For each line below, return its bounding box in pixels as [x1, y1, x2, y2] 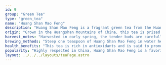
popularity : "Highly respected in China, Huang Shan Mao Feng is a [5, 48, 147, 53]
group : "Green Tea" [5, 12, 45, 17]
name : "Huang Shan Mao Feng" [5, 21, 65, 26]
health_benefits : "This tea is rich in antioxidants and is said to [5, 43, 149, 48]
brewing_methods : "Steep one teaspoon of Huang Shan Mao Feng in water [5, 39, 156, 44]
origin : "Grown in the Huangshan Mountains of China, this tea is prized [5, 30, 161, 35]
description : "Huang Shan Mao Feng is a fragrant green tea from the [5, 25, 152, 30]
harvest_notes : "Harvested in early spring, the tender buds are [5, 35, 142, 40]
